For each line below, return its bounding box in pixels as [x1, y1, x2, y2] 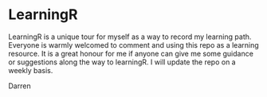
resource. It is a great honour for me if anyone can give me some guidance [8, 48, 253, 58]
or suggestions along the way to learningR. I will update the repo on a [8, 57, 237, 67]
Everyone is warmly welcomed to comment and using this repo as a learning [8, 40, 259, 49]
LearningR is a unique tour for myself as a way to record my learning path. [8, 32, 252, 41]
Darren [8, 81, 31, 91]
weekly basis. [8, 65, 53, 75]
